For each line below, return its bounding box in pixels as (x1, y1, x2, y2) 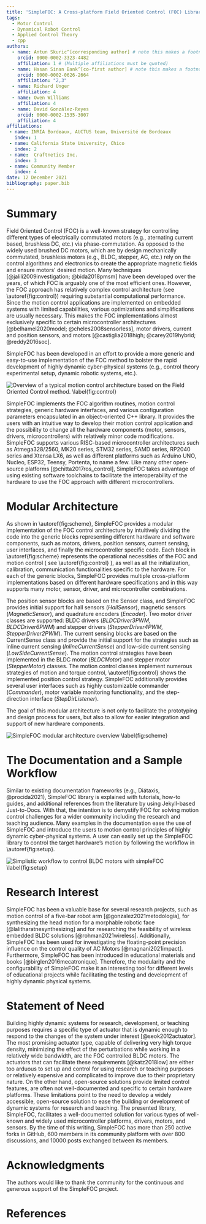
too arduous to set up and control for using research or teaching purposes (6, 1065, 194, 1072)
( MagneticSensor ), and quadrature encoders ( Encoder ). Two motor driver (6, 610, 192, 617)
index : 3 (14, 157, 37, 163)
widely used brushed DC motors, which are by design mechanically (6, 246, 177, 254)
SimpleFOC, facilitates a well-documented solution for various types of (6, 1110, 186, 1118)
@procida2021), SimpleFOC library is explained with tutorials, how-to (6, 793, 181, 800)
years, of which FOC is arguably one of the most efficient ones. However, (6, 279, 192, 286)
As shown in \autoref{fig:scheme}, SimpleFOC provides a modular (6, 520, 174, 527)
